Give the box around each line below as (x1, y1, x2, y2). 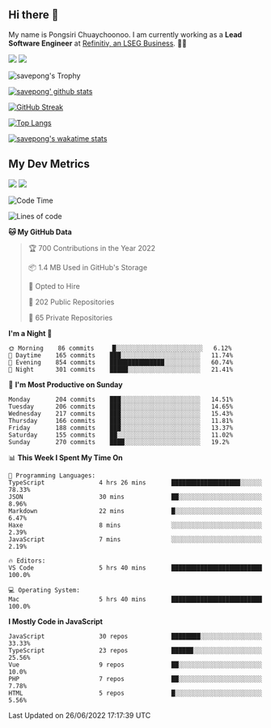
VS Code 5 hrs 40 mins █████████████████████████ (8, 563, 263, 572)
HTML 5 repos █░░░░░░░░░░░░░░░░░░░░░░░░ (8, 689, 263, 697)
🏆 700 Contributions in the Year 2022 (28, 243, 156, 252)
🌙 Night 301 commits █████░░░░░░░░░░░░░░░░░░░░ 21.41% (8, 365, 233, 373)
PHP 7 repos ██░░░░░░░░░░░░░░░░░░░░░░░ (8, 674, 263, 683)
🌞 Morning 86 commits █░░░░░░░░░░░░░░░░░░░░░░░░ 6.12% (8, 344, 232, 352)
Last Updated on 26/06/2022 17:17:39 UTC (8, 710, 151, 720)
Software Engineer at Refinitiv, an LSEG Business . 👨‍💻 (8, 38, 188, 48)
